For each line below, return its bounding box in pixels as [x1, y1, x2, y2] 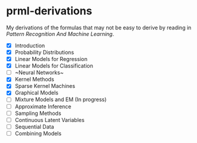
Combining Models [14, 130, 61, 137]
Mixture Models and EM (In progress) [14, 96, 107, 103]
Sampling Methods [14, 109, 61, 117]
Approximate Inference [14, 103, 72, 110]
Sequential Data [14, 123, 54, 130]
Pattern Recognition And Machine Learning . [6, 30, 115, 37]
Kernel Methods [14, 76, 55, 83]
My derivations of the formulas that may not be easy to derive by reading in [6, 24, 192, 31]
